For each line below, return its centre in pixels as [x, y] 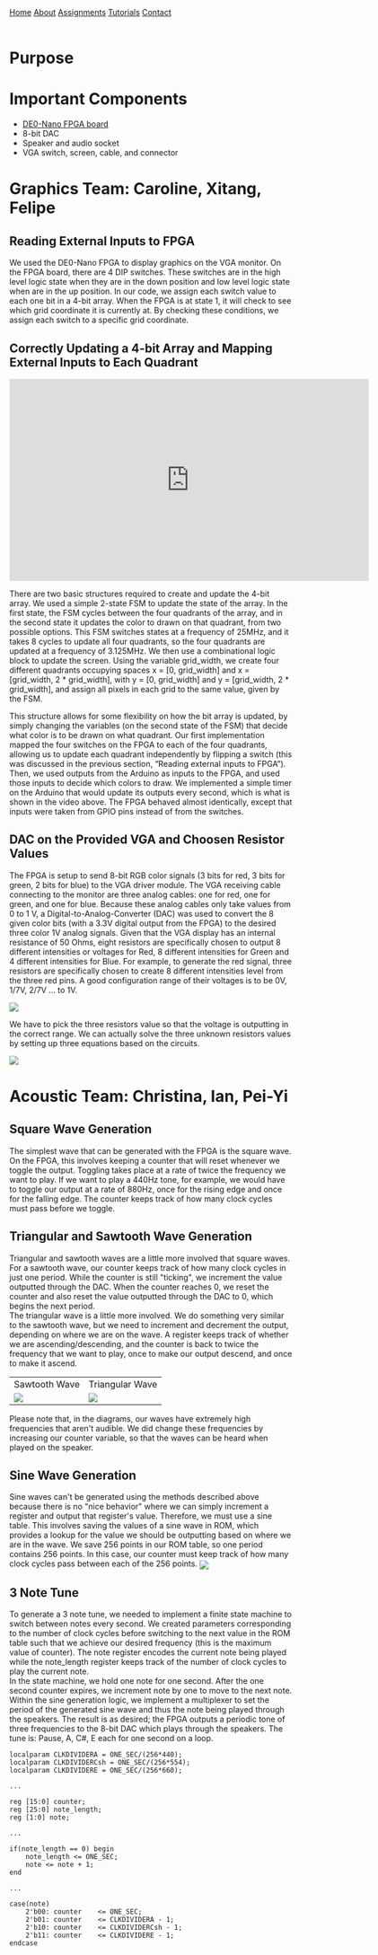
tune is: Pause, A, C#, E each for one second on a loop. [111, 1739]
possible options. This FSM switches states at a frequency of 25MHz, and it [149, 631]
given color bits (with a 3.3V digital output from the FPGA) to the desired [143, 923]
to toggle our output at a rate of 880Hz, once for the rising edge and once [146, 1189]
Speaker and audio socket [70, 143]
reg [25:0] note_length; [56, 1810]
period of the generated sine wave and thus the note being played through [147, 1710]
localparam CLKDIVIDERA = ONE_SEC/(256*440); [96, 1755]
